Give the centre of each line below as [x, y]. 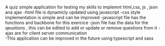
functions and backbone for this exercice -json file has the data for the [77, 23]
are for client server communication [51, 33]
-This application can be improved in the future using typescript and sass [79, 38]
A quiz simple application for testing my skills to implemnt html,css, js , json [82, 7]
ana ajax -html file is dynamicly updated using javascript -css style [73, 12]
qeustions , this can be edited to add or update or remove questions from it [81, 28]
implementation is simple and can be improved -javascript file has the [76, 17]
